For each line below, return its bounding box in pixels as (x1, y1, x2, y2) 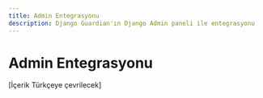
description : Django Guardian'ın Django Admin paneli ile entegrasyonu (8, 19, 255, 27)
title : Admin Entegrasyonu (8, 11, 100, 20)
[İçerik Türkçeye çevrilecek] (8, 80, 102, 90)
